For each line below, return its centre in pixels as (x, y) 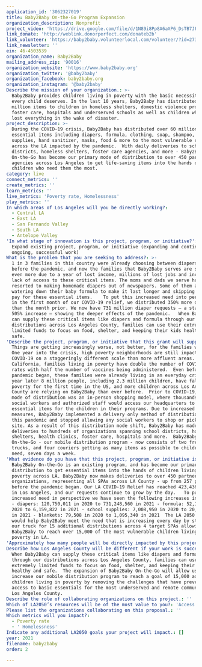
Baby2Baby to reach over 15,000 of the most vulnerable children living (105, 532)
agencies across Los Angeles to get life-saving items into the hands (102, 163)
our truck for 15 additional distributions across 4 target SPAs (95, 526)
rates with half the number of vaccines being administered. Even (98, 370)
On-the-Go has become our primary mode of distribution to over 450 (99, 157)
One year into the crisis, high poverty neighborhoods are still (95, 353)
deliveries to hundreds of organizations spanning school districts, (100, 431)
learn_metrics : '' (29, 191)
